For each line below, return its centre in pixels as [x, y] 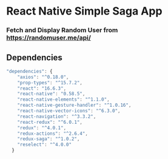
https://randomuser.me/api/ [49, 38]
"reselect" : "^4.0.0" [44, 145]
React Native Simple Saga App [84, 11]
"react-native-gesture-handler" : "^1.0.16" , [74, 105]
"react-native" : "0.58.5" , [51, 94]
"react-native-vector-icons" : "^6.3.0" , [69, 111]
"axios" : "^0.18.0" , [43, 77]
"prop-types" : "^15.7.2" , [50, 83]
